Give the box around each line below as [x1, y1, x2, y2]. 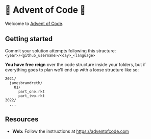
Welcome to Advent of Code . [5, 21, 64, 26]
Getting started [5, 35, 53, 43]
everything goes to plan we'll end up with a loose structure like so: [5, 67, 139, 72]
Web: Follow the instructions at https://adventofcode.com [12, 128, 129, 134]
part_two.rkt [18, 93, 45, 98]
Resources [5, 115, 39, 124]
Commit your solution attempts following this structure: [5, 47, 116, 53]
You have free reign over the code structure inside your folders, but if [5, 61, 146, 68]
